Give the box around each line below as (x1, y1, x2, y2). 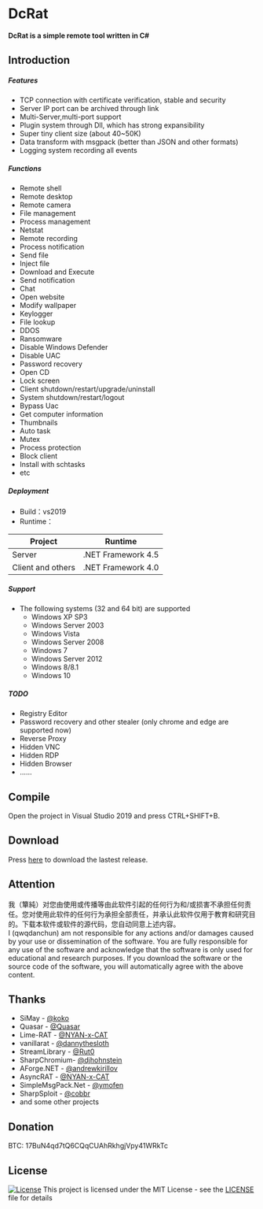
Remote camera (19, 200, 71, 210)
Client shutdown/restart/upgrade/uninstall (19, 384, 155, 394)
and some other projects (19, 1097, 100, 1107)
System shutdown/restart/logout (19, 393, 125, 402)
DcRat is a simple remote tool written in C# (8, 31, 150, 40)
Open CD (19, 368, 49, 377)
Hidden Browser (19, 759, 72, 769)
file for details (8, 1193, 53, 1203)
